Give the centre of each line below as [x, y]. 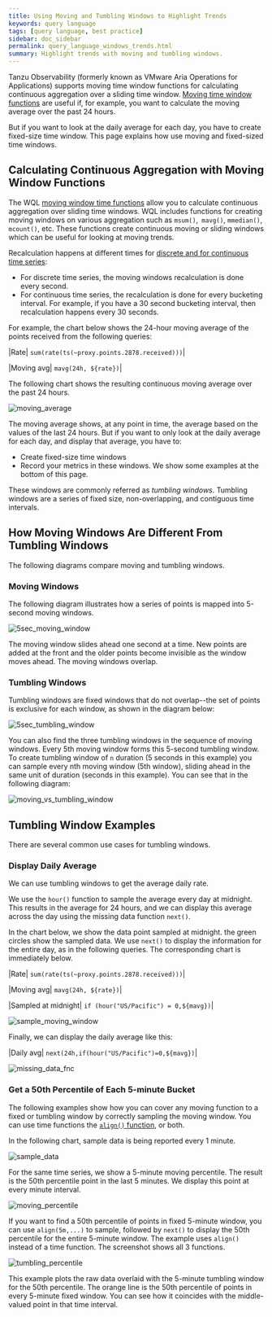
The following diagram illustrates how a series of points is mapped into [127, 604]
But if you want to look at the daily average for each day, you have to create [135, 127]
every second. [44, 286]
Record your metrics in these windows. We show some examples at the [140, 466]
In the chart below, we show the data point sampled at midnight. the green [133, 932]
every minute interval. [45, 1189]
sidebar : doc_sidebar [45, 39]
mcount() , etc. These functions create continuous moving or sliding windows [136, 228]
